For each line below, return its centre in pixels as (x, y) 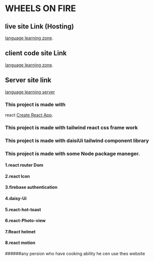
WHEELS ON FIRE (41, 8)
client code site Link (36, 53)
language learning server (30, 92)
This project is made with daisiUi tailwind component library (77, 140)
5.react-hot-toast (23, 210)
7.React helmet (20, 231)
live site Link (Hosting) (39, 26)
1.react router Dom (24, 165)
